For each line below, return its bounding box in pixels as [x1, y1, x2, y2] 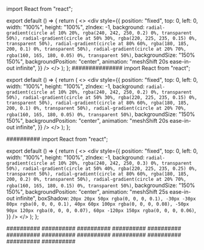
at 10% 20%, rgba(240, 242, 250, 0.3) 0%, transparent [49, 160, 192, 166]
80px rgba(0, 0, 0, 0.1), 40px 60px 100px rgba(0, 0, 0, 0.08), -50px [6, 201, 189, 207]
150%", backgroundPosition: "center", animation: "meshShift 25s [6, 188, 169, 195]
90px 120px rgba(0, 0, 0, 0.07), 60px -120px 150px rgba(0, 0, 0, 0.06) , [6, 207, 197, 213]
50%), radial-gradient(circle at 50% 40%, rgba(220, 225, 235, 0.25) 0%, [6, 166, 198, 172]
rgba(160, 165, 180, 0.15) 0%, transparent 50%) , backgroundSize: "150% [6, 182, 195, 189]
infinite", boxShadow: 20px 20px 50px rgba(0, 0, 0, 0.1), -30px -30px [16, 195, 196, 202]
